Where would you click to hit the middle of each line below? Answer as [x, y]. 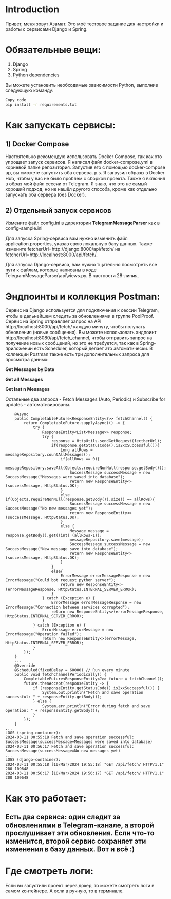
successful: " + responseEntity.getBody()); [54, 697]
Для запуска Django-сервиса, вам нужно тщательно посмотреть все [81, 265]
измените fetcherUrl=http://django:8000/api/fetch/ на [63, 249]
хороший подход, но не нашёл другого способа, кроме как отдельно [81, 189]
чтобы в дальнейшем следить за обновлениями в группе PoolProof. [80, 316]
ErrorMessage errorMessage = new [78, 630]
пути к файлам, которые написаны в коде [51, 270]
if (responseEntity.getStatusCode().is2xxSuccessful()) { [96, 688]
